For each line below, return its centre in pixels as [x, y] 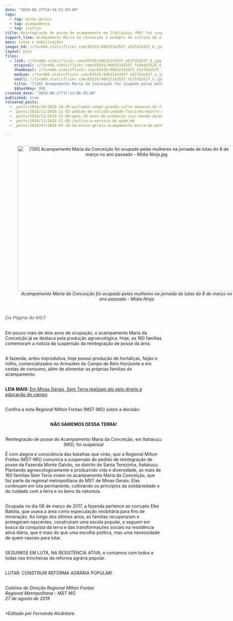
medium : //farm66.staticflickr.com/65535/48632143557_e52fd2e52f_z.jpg [90, 75]
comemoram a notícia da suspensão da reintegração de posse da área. [78, 343]
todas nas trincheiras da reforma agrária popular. [55, 558]
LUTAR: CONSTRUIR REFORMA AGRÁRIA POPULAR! [59, 573]
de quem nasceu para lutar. [33, 537]
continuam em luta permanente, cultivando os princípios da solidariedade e [83, 486]
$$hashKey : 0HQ [30, 88]
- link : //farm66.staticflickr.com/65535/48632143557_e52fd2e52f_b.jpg [86, 61]
